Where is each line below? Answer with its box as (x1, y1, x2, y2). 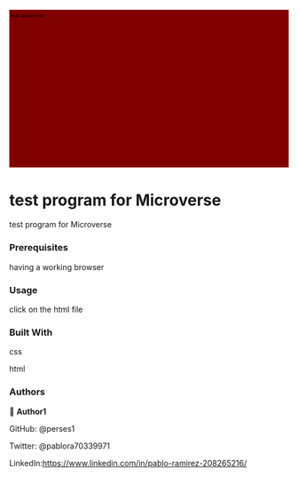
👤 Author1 (9, 406, 47, 417)
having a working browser (9, 261, 105, 272)
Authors (9, 386, 46, 398)
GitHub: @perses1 (9, 423, 75, 433)
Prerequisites (9, 242, 68, 254)
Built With (9, 326, 53, 338)
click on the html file (9, 304, 83, 315)
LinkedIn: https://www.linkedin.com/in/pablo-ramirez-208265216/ (9, 457, 247, 468)
